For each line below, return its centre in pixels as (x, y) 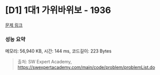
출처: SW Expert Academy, (44, 62)
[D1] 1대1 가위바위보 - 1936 (58, 10)
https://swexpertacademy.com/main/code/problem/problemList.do (86, 67)
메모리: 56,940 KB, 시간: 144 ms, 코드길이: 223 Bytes (58, 51)
